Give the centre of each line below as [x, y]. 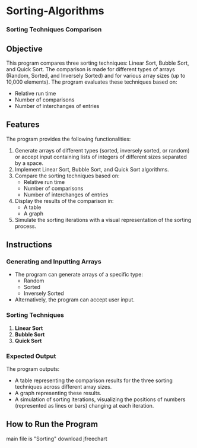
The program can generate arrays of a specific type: [79, 275]
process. [26, 226]
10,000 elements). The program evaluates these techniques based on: [92, 82]
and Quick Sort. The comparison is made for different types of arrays [90, 69]
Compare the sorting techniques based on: [67, 176]
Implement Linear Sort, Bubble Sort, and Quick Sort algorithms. [92, 169]
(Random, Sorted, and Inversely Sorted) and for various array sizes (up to [96, 75]
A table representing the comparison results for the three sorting [94, 380]
